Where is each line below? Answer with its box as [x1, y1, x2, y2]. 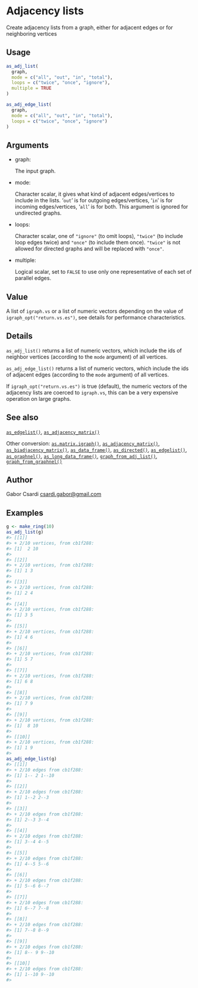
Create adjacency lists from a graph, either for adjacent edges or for [6, 24, 174, 31]
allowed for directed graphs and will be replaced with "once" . [14, 245, 165, 252]
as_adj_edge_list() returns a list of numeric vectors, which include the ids [6, 365, 189, 372]
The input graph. [14, 168, 56, 175]
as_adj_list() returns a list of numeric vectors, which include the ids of [6, 347, 183, 354]
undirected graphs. [14, 209, 62, 217]
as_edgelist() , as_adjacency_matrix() [6, 428, 100, 435]
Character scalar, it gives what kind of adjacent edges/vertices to [14, 190, 175, 197]
